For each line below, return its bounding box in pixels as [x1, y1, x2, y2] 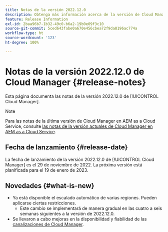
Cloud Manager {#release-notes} [5, 76, 146, 88]
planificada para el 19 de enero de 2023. [5, 167, 88, 173]
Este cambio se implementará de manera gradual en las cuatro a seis [19, 205, 162, 211]
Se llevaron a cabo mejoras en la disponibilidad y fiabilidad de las [12, 216, 147, 222]
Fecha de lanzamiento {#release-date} [5, 143, 128, 152]
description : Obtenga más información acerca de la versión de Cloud [5, 12, 153, 17]
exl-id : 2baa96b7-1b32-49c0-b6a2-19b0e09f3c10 [5, 21, 104, 27]
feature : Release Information [5, 17, 68, 22]
